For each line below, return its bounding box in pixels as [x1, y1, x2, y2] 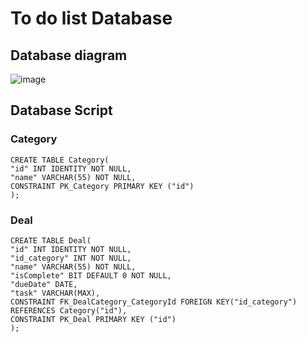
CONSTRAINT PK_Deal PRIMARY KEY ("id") [10, 314, 177, 324]
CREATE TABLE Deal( [10, 235, 92, 246]
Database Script [10, 102, 113, 119]
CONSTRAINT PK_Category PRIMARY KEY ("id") [10, 181, 195, 191]
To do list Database [10, 7, 173, 30]
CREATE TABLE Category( [10, 155, 110, 165]
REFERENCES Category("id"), [10, 305, 128, 316]
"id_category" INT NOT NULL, [10, 253, 132, 263]
